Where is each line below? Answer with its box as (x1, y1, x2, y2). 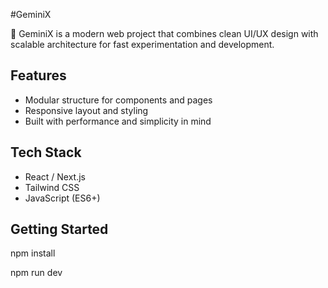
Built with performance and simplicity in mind (24, 115, 212, 127)
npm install (10, 247, 56, 259)
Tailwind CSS (24, 181, 80, 193)
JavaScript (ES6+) (24, 192, 101, 204)
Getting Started (10, 221, 109, 238)
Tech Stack (10, 144, 82, 161)
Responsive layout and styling (24, 104, 149, 116)
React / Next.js (24, 170, 86, 183)
